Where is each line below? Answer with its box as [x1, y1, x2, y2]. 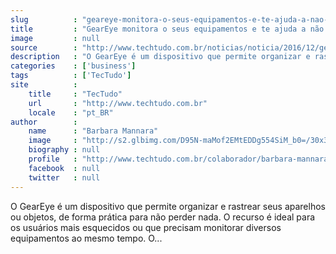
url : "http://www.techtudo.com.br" [28, 98, 208, 108]
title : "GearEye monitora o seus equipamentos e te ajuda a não [10, 24, 325, 34]
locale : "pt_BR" [28, 107, 114, 118]
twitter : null [28, 172, 101, 183]
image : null [10, 33, 101, 43]
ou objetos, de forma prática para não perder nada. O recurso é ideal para [10, 211, 316, 223]
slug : [10, 14, 78, 25]
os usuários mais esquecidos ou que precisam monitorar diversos [10, 221, 282, 233]
